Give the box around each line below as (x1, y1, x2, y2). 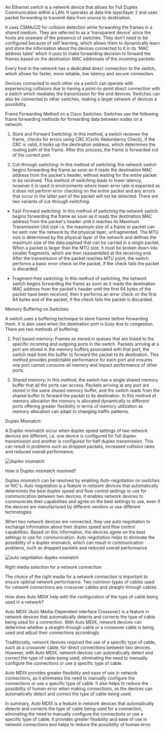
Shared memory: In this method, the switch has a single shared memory (12, 377, 159, 383)
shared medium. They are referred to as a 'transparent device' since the (5, 30, 151, 35)
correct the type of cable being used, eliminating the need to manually (5, 655, 148, 661)
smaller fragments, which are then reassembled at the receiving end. (12, 250, 152, 256)
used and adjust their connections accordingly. (5, 630, 100, 635)
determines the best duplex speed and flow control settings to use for (5, 488, 147, 494)
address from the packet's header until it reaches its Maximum (12, 219, 139, 224)
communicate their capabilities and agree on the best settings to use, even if (5, 498, 161, 504)
